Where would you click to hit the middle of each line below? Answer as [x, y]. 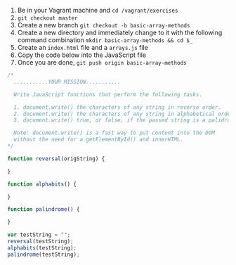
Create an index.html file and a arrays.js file [83, 47]
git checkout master [47, 18]
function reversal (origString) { [56, 159]
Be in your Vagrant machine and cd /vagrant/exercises [98, 10]
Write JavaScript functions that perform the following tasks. [108, 94]
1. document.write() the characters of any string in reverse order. [117, 107]
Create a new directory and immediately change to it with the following [120, 32]
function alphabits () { [42, 184]
